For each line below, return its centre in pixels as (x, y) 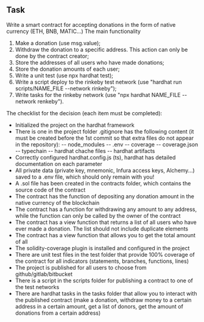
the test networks (37, 287)
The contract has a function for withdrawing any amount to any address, (106, 209)
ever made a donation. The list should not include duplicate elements (102, 229)
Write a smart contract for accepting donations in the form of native (91, 24)
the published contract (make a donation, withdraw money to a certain (103, 300)
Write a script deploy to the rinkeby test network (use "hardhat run (98, 82)
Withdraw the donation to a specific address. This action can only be (101, 49)
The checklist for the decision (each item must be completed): (84, 113)
